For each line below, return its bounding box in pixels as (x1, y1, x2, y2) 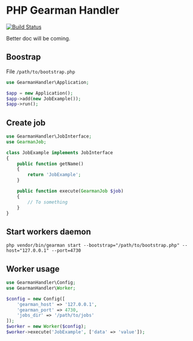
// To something (27, 199, 68, 205)
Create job (6, 117, 46, 128)
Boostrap (6, 52, 41, 62)
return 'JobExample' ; (27, 172, 82, 178)
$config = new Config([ (6, 296, 66, 302)
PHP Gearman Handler (6, 4, 120, 17)
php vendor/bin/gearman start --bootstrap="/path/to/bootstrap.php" (6, 242, 180, 249)
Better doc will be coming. (6, 35, 70, 42)
